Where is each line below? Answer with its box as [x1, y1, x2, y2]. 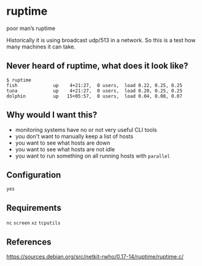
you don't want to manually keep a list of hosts [15, 132, 134, 140]
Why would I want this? [6, 110, 98, 120]
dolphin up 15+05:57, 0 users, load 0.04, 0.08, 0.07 [6, 93, 183, 99]
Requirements [6, 202, 61, 213]
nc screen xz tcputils [6, 220, 61, 226]
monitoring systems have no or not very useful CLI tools [15, 126, 157, 133]
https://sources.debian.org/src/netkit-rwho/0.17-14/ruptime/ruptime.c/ [6, 253, 184, 260]
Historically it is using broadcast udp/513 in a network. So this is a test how [6, 36, 196, 44]
